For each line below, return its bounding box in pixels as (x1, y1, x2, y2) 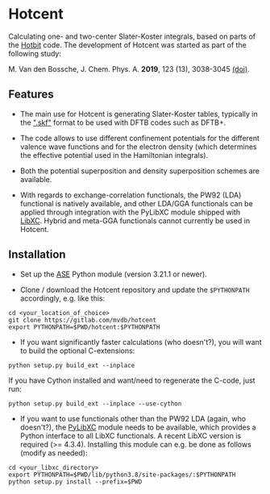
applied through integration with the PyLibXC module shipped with (19, 207, 240, 217)
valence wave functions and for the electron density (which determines (19, 142, 257, 152)
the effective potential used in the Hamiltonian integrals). (19, 150, 209, 160)
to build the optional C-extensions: (19, 346, 135, 355)
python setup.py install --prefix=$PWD (8, 477, 143, 486)
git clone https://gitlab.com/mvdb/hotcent (8, 316, 157, 324)
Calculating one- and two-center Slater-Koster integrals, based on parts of (8, 31, 256, 41)
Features (8, 88, 54, 102)
